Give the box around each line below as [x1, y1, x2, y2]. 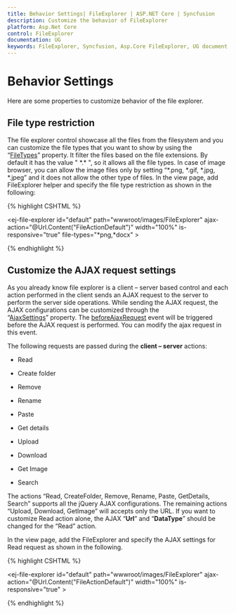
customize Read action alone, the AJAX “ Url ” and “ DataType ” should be [7, 514, 216, 522]
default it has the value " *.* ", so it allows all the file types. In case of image [7, 158, 226, 166]
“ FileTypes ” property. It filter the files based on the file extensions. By [7, 151, 209, 159]
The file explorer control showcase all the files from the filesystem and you [7, 135, 223, 144]
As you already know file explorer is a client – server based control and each [7, 283, 228, 292]
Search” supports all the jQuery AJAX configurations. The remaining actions [7, 499, 228, 508]
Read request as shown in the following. [7, 543, 123, 551]
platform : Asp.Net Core [7, 23, 77, 30]
